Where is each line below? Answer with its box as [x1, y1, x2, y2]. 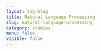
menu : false [6, 30, 35, 36]
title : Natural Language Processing [6, 14, 95, 20]
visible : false [6, 36, 43, 42]
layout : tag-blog [6, 8, 48, 15]
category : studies [6, 25, 51, 31]
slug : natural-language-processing [6, 19, 93, 25]
